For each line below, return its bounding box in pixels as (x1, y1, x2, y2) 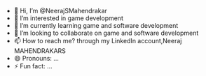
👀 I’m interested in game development (13, 14, 124, 22)
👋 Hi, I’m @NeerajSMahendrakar (13, 7, 107, 15)
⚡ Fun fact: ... (13, 62, 53, 70)
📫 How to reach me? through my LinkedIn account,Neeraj (13, 37, 182, 45)
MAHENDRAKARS (13, 47, 67, 55)
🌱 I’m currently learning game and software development (13, 22, 179, 29)
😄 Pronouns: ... (13, 54, 60, 62)
